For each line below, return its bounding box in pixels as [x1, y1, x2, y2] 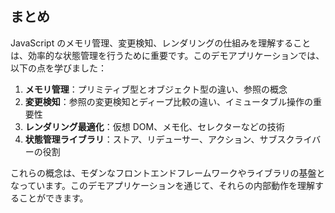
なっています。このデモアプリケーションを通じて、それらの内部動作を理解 [10, 179, 315, 191]
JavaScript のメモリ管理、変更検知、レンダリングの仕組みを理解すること [10, 37, 312, 49]
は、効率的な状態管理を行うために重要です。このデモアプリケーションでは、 [10, 49, 325, 61]
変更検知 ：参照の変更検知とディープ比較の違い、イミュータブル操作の [24, 95, 313, 107]
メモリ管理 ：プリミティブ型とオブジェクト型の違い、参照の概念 [24, 83, 288, 95]
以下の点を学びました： [10, 62, 107, 74]
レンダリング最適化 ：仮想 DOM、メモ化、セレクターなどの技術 [24, 120, 285, 132]
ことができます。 [18, 192, 89, 204]
